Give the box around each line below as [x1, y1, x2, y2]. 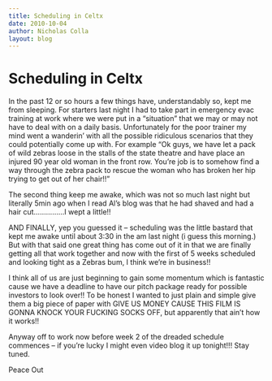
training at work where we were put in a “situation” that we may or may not [8, 114, 258, 123]
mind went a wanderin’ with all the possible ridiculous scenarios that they [8, 131, 253, 141]
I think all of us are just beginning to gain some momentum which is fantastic [8, 273, 265, 283]
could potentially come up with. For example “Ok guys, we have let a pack [8, 140, 256, 149]
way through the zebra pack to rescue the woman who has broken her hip [8, 166, 256, 175]
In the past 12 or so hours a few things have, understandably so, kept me [8, 97, 252, 106]
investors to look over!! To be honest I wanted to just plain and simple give [8, 290, 257, 301]
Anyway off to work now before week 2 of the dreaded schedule [8, 332, 225, 342]
